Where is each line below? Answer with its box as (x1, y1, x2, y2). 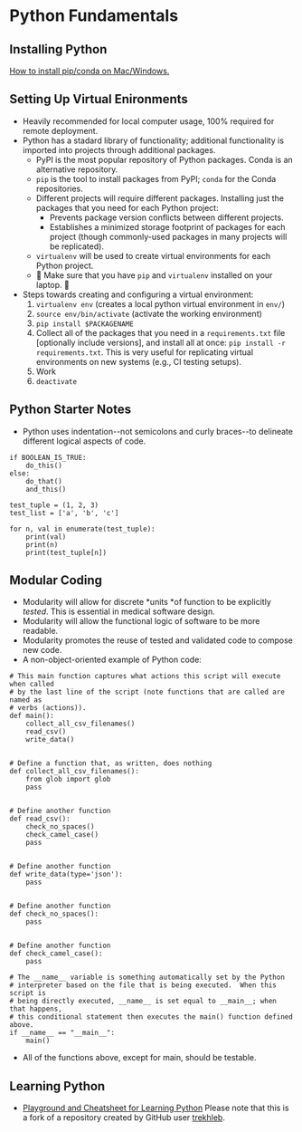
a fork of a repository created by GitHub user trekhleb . (22, 1112, 226, 1123)
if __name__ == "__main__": (9, 1029, 116, 1038)
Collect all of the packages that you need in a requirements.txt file (35, 327, 286, 338)
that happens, (9, 1004, 63, 1014)
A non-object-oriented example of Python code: (22, 654, 202, 666)
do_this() (25, 461, 63, 470)
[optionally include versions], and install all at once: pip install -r (35, 337, 287, 348)
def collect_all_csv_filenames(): (9, 767, 140, 776)
